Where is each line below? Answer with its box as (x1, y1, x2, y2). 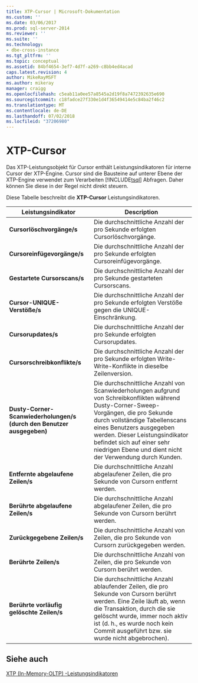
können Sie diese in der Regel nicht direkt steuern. (6, 183, 128, 190)
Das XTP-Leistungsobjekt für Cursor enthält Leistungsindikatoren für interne (6, 164, 192, 171)
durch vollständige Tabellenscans (93, 416, 187, 425)
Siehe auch (6, 654, 48, 664)
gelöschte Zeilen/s (9, 608, 63, 617)
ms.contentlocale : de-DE (6, 108, 67, 114)
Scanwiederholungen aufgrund (93, 387, 180, 395)
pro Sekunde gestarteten (93, 274, 163, 283)
